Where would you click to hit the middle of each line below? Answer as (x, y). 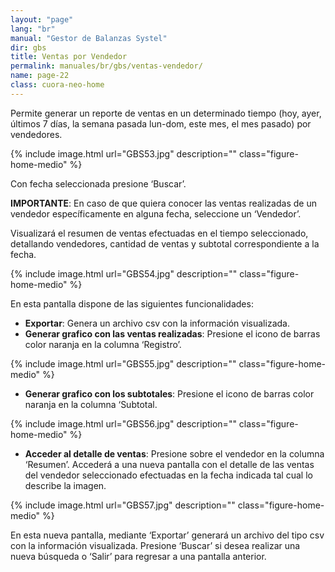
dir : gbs (28, 47)
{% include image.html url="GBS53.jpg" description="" (124, 153)
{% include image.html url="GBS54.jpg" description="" (124, 273)
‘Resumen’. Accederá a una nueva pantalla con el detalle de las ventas (169, 464)
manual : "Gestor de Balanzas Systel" (89, 38)
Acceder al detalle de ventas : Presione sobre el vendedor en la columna (174, 453)
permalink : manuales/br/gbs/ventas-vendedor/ (106, 66)
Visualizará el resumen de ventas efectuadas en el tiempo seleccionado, (159, 233)
